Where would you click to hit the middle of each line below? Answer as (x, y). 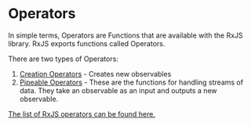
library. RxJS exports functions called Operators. (87, 43)
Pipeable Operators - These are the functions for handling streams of (131, 82)
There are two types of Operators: (64, 59)
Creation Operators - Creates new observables (95, 74)
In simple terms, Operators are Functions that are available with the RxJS (125, 35)
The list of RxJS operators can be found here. (82, 113)
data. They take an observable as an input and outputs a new (118, 90)
